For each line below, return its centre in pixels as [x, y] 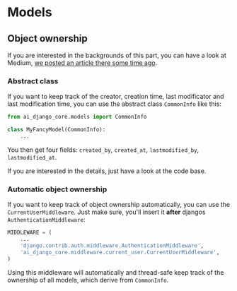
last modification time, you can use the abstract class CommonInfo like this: [114, 104]
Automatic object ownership [57, 189]
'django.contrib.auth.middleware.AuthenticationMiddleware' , [112, 245]
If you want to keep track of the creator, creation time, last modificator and [116, 97]
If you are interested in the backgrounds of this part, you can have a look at [117, 55]
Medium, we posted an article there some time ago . [82, 63]
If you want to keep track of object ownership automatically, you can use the [119, 205]
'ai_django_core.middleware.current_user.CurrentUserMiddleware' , [120, 252]
